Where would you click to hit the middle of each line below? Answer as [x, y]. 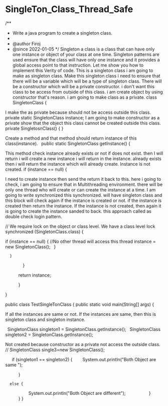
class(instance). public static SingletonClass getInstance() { [68, 143]
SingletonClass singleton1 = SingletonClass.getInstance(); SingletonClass [84, 329]
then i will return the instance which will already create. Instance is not [78, 164]
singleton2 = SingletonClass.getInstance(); [49, 334]
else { [17, 384]
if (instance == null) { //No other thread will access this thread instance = [81, 241]
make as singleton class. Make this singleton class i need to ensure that [86, 76]
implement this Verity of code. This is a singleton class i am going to [83, 70]
